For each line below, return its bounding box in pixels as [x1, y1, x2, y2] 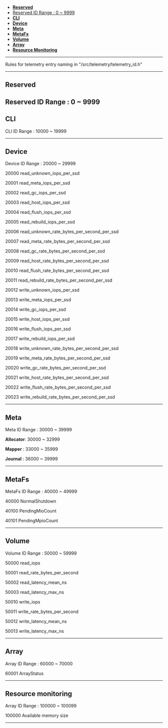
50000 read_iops [5, 560, 40, 566]
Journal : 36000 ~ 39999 [5, 456, 58, 462]
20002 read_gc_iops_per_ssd [5, 190, 66, 196]
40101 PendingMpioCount [5, 518, 58, 524]
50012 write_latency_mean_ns [5, 618, 67, 624]
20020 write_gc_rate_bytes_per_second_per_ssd [5, 365, 106, 371]
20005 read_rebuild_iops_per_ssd [5, 219, 75, 225]
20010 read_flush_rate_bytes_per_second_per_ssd [5, 268, 109, 274]
